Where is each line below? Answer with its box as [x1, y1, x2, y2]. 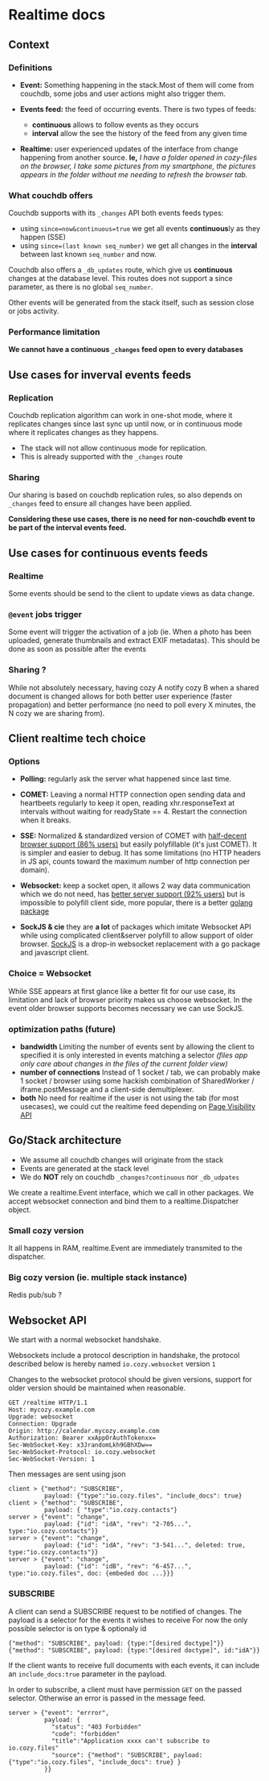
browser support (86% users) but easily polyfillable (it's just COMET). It [19, 839, 257, 849]
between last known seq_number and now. [19, 250, 157, 259]
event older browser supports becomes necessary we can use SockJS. [8, 1003, 245, 1013]
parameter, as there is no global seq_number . [8, 282, 153, 292]
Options [8, 756, 40, 767]
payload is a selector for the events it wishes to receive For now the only [8, 1615, 248, 1625]
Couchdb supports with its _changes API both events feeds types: [8, 208, 224, 218]
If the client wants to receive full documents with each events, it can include [8, 1660, 259, 1670]
